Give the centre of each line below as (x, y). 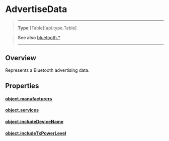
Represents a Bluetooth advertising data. (47, 70)
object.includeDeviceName (34, 121)
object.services (22, 110)
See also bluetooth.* (39, 37)
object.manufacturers (29, 98)
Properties (22, 86)
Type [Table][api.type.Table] (47, 28)
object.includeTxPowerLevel (36, 133)
